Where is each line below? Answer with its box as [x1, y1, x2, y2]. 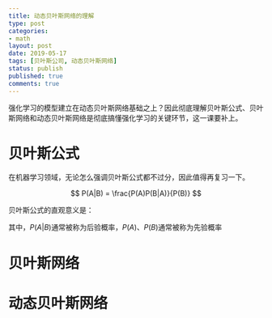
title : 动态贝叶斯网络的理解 [8, 11, 95, 20]
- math [8, 34, 31, 43]
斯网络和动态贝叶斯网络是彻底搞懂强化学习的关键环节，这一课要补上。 [8, 112, 243, 122]
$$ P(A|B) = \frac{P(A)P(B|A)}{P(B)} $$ [70, 189, 202, 198]
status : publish [8, 65, 63, 73]
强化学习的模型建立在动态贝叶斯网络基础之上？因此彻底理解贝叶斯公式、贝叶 [8, 103, 264, 112]
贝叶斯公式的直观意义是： [8, 206, 94, 215]
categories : [8, 27, 49, 35]
